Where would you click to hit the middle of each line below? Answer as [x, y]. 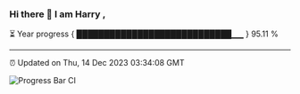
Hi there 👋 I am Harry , [58, 14]
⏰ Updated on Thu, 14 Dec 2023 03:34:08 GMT [97, 63]
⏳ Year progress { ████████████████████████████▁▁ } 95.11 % [144, 34]
